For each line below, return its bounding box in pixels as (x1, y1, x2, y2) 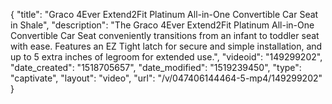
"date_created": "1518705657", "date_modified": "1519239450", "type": (10, 62, 302, 73)
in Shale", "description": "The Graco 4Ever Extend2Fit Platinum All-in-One (10, 19, 315, 31)
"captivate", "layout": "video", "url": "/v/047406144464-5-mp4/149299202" (10, 72, 323, 84)
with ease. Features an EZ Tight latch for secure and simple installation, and (10, 40, 323, 52)
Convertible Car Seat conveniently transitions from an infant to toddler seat (10, 30, 320, 41)
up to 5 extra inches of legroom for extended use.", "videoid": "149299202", (10, 51, 323, 63)
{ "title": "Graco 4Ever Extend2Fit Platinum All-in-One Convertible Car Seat (10, 9, 319, 20)
